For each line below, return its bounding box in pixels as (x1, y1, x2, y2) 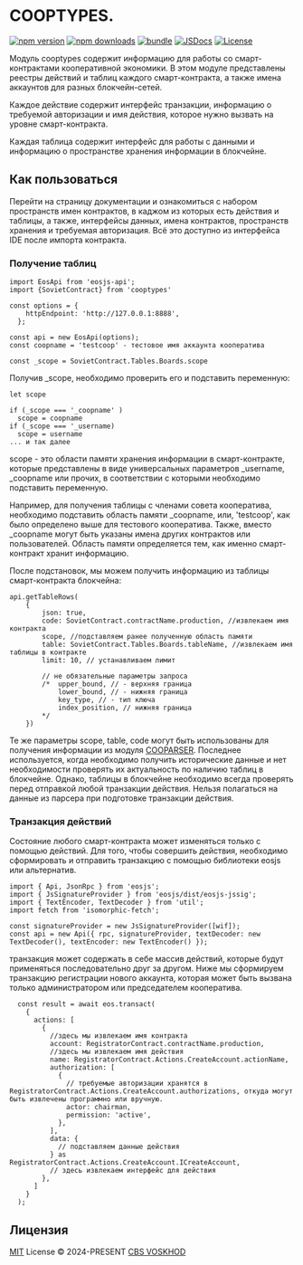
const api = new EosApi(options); (9, 333, 140, 342)
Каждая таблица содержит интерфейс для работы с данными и (9, 136, 255, 147)
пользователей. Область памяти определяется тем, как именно (9, 538, 258, 549)
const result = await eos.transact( (17, 1000, 156, 1009)
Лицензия (9, 1222, 69, 1238)
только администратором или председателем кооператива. (9, 983, 242, 994)
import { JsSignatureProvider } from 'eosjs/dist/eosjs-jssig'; (9, 890, 257, 899)
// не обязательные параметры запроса (42, 671, 188, 681)
